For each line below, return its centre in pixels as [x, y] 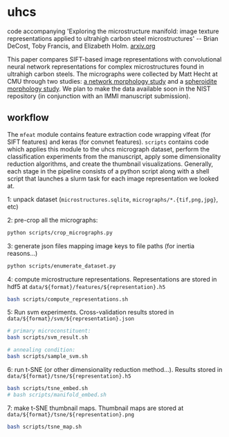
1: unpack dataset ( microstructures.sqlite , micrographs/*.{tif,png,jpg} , [113, 199]
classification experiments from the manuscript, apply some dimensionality [114, 156]
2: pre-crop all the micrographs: [53, 220]
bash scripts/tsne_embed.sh [48, 388]
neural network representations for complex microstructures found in [106, 66]
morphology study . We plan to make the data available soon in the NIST [109, 89]
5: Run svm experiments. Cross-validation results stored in [91, 313]
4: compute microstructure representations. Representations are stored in [112, 279]
